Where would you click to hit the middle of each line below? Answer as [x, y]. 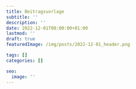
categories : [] [25, 60]
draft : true [21, 39]
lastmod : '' [21, 34]
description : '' [26, 22]
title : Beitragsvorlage [35, 11]
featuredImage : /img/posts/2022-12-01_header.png [68, 45]
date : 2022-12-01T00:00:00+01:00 [47, 28]
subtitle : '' [22, 17]
